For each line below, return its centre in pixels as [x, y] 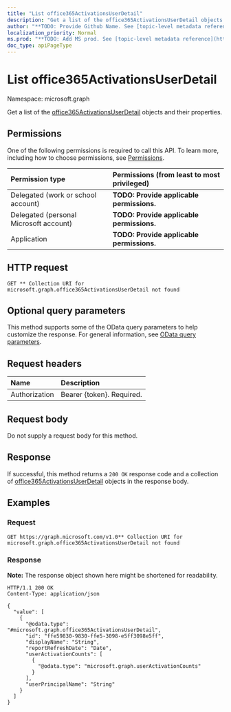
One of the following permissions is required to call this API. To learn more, [113, 150]
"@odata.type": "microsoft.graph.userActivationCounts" [119, 666]
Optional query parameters [66, 311]
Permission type [38, 179]
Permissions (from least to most [166, 174]
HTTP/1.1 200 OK [30, 588]
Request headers [45, 364]
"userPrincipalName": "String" [70, 684]
